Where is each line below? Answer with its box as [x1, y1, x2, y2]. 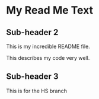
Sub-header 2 [6, 27, 59, 37]
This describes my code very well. [6, 55, 90, 61]
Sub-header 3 [6, 72, 59, 82]
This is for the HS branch [6, 87, 67, 94]
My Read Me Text [6, 4, 94, 17]
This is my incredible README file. [6, 43, 90, 50]
